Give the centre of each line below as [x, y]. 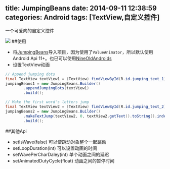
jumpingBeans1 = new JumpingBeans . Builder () [53, 83]
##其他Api [16, 131]
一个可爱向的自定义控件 [30, 30]
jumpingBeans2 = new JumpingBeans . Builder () [53, 111]
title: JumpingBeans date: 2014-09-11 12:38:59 [81, 8]
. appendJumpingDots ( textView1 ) [56, 88]
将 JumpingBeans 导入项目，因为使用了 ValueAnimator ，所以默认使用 [83, 52]
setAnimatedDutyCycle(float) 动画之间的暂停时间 [63, 160]
